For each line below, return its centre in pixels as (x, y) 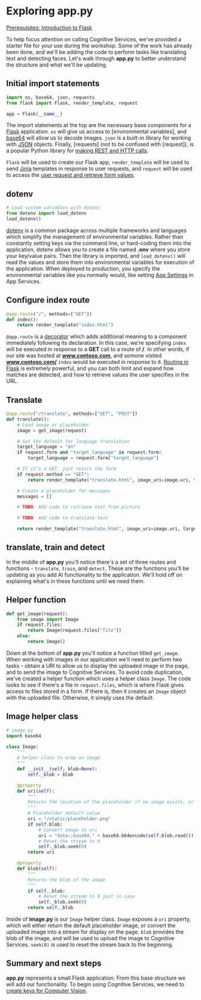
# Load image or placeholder (53, 425)
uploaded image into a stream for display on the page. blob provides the (95, 932)
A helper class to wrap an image (59, 758)
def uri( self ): (36, 791)
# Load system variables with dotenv (53, 208)
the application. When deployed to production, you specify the (83, 269)
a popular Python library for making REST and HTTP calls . (77, 150)
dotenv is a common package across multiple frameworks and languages (97, 230)
